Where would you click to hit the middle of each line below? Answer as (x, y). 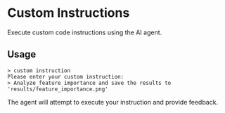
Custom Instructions (69, 13)
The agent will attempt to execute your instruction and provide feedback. (113, 102)
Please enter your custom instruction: (66, 77)
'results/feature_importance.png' (58, 89)
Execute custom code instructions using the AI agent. (85, 32)
